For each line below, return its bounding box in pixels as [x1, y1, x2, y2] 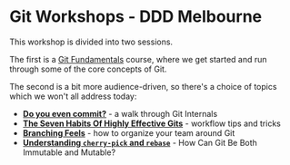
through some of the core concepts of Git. [9, 63, 167, 74]
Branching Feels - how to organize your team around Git [22, 127, 235, 138]
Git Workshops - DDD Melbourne [9, 6, 262, 27]
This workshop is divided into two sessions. [9, 36, 174, 47]
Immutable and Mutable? [22, 147, 116, 158]
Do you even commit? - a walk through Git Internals [22, 108, 218, 119]
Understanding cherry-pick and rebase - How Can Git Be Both [22, 137, 257, 148]
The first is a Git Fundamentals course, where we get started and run [9, 53, 267, 64]
